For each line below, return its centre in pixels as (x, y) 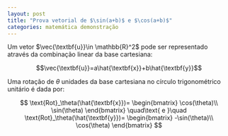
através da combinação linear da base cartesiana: (80, 54)
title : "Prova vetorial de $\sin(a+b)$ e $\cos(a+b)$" (90, 20)
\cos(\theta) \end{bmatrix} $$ (119, 125)
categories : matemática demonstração (63, 27)
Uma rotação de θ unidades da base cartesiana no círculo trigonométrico (114, 82)
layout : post (27, 14)
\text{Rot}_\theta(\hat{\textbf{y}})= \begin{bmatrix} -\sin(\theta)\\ (119, 118)
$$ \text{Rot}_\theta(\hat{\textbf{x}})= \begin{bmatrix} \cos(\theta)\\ (119, 103)
